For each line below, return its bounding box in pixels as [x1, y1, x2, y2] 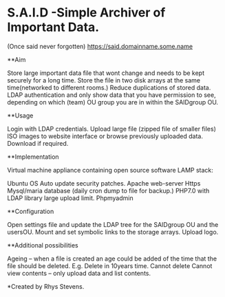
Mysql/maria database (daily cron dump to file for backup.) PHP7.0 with [7, 186, 210, 195]
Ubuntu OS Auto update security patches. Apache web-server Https [7, 179, 201, 187]
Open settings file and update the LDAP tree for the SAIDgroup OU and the [7, 220, 219, 228]
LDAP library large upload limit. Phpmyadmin [7, 194, 133, 202]
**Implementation [7, 153, 60, 161]
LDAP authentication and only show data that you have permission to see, [7, 91, 216, 99]
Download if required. [7, 139, 69, 147]
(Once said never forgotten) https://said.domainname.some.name [7, 42, 193, 50]
